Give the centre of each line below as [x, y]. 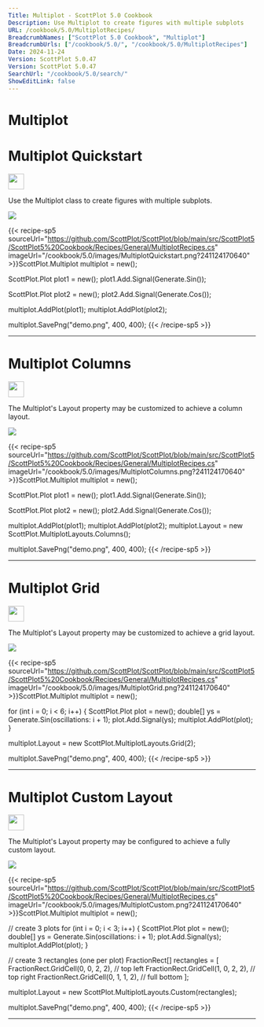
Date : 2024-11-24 [37, 52]
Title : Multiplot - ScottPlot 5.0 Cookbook [81, 15]
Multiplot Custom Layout [90, 797]
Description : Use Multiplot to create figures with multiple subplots [126, 23]
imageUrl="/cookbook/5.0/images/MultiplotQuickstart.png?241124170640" [129, 255]
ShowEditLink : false [42, 81]
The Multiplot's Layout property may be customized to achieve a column [125, 408]
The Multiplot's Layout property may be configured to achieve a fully [119, 842]
